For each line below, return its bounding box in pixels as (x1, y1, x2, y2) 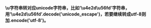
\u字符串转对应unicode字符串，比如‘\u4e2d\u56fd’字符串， (5, 5, 130, 10)
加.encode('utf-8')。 (5, 17, 49, 23)
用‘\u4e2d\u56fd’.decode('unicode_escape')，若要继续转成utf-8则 (5, 11, 146, 17)
